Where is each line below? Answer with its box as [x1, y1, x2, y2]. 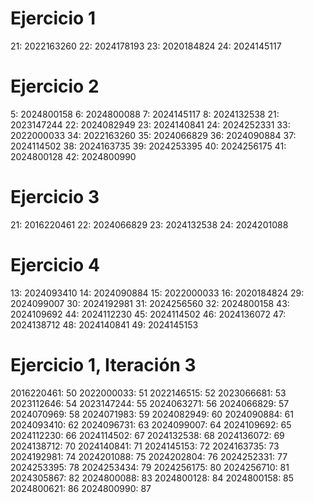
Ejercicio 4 [10, 254, 100, 276]
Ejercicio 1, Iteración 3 [10, 353, 197, 376]
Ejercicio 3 [10, 186, 100, 209]
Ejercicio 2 [10, 75, 100, 98]
